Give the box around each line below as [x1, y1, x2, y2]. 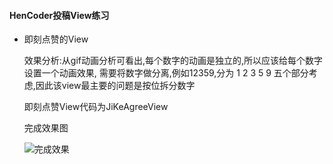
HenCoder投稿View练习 [9, 9, 110, 21]
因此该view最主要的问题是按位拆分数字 [35, 80, 196, 92]
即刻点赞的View [23, 33, 89, 45]
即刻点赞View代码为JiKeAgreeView [23, 101, 169, 113]
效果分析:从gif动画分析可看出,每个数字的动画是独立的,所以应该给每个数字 [23, 55, 324, 67]
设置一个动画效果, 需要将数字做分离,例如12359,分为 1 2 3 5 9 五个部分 [23, 67, 309, 79]
